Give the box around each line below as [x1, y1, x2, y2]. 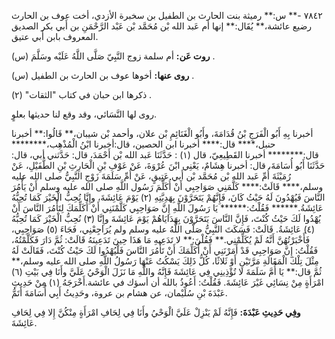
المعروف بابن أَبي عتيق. [11, 31, 99, 42]
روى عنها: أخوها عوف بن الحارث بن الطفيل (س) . [11, 70, 195, 81]
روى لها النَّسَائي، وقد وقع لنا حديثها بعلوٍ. [11, 108, 158, 120]
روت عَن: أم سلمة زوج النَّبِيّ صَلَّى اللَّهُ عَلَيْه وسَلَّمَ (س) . [11, 50, 216, 62]
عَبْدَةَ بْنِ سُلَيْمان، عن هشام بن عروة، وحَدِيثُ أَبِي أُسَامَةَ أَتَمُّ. [11, 287, 228, 299]
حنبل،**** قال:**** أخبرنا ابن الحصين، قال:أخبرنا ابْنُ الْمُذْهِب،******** [11, 138, 276, 150]
